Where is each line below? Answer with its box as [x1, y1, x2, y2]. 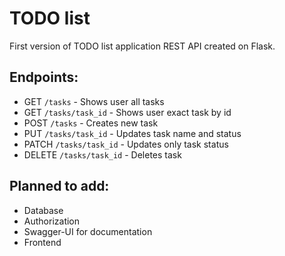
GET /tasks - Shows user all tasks [23, 95, 165, 107]
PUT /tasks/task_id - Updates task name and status [23, 127, 242, 139]
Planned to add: [9, 178, 110, 195]
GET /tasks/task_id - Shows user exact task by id [23, 106, 232, 118]
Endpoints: [9, 69, 79, 86]
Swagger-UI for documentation [23, 225, 153, 237]
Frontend [23, 236, 62, 248]
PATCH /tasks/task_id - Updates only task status [23, 138, 229, 150]
